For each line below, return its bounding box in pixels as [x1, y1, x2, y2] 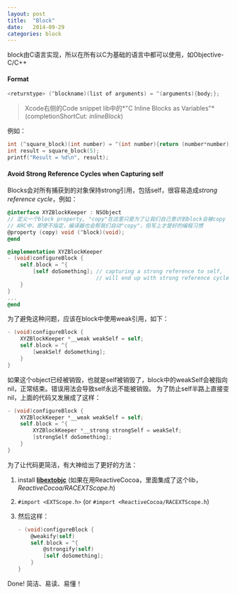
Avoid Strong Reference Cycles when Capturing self [7, 169, 164, 178]
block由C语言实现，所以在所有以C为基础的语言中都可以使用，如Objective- [7, 50, 224, 59]
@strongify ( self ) [43, 546, 94, 553]
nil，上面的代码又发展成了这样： [7, 393, 101, 401]
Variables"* [181, 104, 215, 113]
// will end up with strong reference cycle [96, 274, 230, 282]
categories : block [7, 30, 62, 38]
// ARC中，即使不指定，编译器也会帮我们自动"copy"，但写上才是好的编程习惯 [7, 222, 204, 229]
